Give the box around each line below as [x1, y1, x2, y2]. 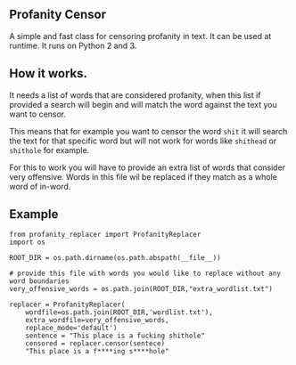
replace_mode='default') [25, 324, 118, 333]
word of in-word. [9, 181, 71, 191]
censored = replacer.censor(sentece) [25, 339, 166, 348]
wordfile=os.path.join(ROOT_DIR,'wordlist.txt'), [25, 308, 214, 317]
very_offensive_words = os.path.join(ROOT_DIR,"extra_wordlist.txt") [9, 285, 274, 294]
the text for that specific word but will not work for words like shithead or [9, 135, 277, 146]
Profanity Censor [9, 7, 107, 22]
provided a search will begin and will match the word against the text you [9, 99, 278, 109]
